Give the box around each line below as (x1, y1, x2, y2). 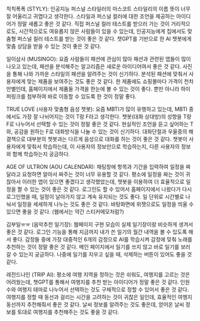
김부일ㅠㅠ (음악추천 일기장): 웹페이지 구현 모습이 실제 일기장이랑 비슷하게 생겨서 (6, 221, 193, 228)
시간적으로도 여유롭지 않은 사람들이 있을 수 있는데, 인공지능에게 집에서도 (19, 28, 186, 35)
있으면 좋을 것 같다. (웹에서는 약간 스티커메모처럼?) (6, 208, 124, 215)
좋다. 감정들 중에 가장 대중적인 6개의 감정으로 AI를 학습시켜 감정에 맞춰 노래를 (12, 236, 193, 243)
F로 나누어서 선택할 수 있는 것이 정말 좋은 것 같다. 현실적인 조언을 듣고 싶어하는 (6, 120, 189, 128)
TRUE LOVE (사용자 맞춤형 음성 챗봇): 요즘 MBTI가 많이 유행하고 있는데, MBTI (6, 105, 188, 113)
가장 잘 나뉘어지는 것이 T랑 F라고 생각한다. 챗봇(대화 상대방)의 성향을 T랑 (21, 113, 192, 120)
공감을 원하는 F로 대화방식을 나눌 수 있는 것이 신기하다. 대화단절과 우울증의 (14, 128, 187, 135)
